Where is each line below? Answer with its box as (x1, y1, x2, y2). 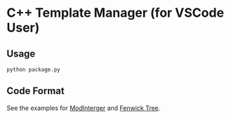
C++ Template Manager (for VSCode (6, 5, 225, 21)
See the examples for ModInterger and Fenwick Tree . (6, 104, 161, 112)
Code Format (6, 85, 65, 97)
